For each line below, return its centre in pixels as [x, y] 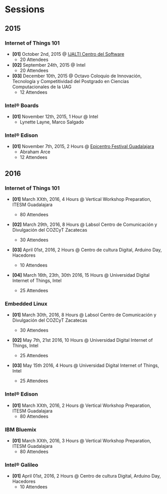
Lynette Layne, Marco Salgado [52, 122]
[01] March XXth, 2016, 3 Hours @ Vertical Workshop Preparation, [82, 441]
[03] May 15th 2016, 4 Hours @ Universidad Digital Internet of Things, [86, 365]
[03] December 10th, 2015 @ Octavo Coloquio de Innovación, [77, 76]
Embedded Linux [26, 304]
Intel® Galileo [22, 465]
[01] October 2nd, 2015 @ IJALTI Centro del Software [68, 54]
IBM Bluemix [21, 429]
